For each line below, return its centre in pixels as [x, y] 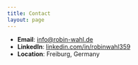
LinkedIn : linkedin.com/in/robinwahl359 [74, 47]
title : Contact [29, 13]
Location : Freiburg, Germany [58, 54]
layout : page [26, 20]
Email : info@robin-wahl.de [55, 39]
